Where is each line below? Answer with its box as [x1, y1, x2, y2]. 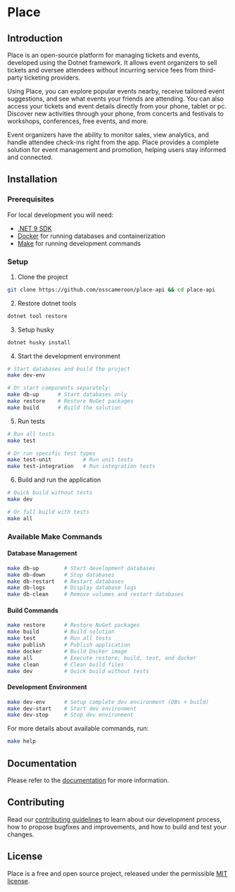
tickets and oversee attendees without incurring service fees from [7, 66, 198, 74]
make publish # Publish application [7, 641, 131, 648]
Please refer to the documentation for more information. [7, 776, 170, 784]
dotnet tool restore [7, 313, 68, 320]
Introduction [7, 32, 63, 44]
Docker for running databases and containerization [17, 232, 165, 240]
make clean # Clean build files [7, 661, 125, 668]
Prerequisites [7, 194, 54, 204]
